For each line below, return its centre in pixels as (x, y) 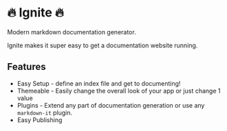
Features (26, 67)
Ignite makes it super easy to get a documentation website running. (102, 45)
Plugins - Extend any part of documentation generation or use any (111, 105)
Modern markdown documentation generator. (72, 32)
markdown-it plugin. (45, 112)
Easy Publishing (40, 120)
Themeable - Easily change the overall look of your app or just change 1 (119, 91)
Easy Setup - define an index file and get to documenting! (99, 83)
